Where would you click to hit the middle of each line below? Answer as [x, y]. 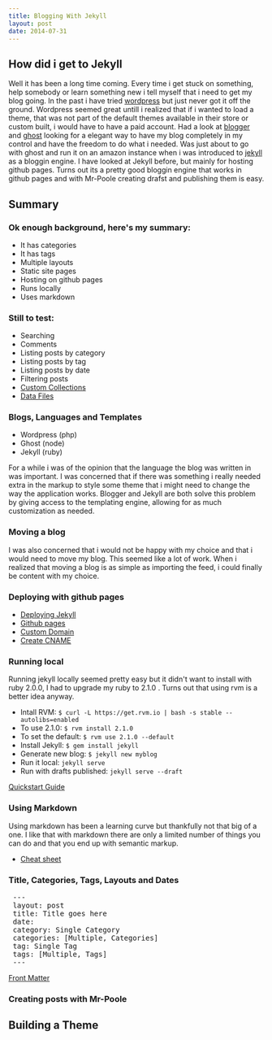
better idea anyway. [41, 697]
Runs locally [41, 288]
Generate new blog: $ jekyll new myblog [89, 754]
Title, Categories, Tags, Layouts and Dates [94, 880]
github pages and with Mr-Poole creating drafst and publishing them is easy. [136, 179]
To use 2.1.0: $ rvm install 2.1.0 [77, 728]
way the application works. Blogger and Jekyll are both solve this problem [132, 494]
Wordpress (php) [48, 435]
